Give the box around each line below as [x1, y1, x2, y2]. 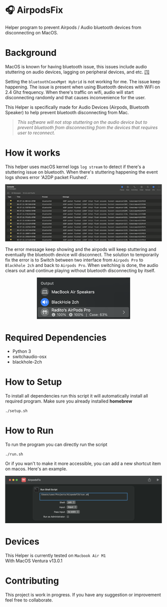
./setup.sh [5, 408, 28, 413]
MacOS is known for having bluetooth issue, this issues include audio [5, 63, 147, 69]
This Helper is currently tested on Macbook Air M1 [5, 552, 106, 558]
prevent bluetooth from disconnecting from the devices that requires [17, 124, 158, 130]
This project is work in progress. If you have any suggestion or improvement [5, 592, 162, 598]
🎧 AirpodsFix [5, 4, 64, 16]
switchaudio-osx [12, 354, 47, 360]
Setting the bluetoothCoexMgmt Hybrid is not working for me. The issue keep [5, 78, 161, 84]
